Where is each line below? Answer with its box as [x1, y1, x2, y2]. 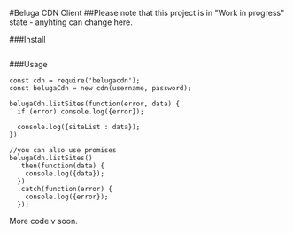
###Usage [9, 59, 49, 69]
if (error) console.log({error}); [17, 107, 144, 116]
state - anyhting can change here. [9, 17, 133, 27]
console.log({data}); [25, 169, 104, 178]
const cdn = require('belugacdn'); [9, 76, 141, 85]
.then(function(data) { [17, 161, 104, 170]
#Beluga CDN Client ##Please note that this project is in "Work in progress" [9, 8, 285, 18]
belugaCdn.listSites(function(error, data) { [9, 99, 180, 108]
